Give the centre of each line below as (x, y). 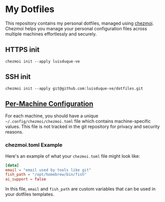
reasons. (14, 132)
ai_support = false (26, 179)
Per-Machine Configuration (49, 104)
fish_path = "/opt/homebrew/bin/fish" (46, 175)
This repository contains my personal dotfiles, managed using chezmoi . (79, 23)
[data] (12, 165)
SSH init (18, 77)
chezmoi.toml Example (34, 145)
